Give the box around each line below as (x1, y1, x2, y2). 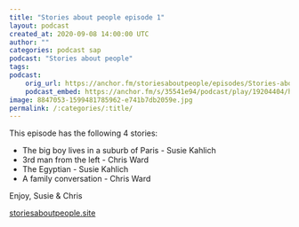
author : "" (9, 37, 50, 47)
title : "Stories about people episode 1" (9, 12, 166, 22)
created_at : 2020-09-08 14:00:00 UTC (9, 29, 149, 38)
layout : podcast (9, 21, 69, 30)
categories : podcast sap (9, 46, 101, 55)
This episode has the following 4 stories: (9, 128, 158, 138)
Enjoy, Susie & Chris (9, 191, 83, 201)
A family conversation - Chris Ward (21, 174, 151, 184)
